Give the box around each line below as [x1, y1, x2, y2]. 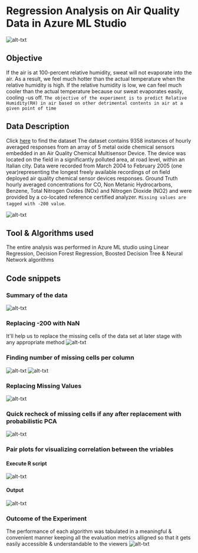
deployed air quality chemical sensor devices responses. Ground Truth [6, 175, 178, 182]
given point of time [6, 105, 57, 111]
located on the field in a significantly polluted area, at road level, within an [6, 156, 185, 163]
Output [6, 486, 24, 493]
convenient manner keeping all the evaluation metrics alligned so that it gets [6, 534, 191, 541]
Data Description [6, 121, 70, 131]
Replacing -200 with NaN [6, 319, 80, 327]
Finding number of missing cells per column [6, 354, 134, 362]
